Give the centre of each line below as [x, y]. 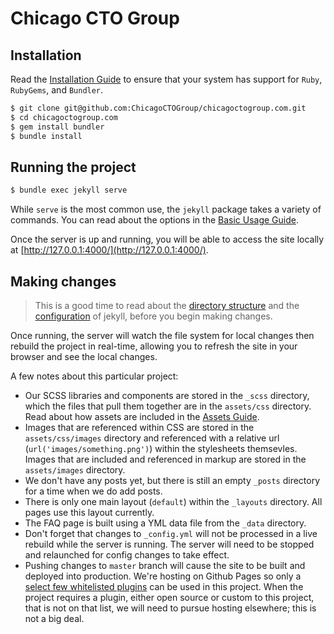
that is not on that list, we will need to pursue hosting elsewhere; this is [170, 608]
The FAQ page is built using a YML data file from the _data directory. [165, 523]
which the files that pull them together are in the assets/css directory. [168, 406]
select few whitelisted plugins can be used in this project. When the [164, 586]
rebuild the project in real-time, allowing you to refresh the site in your [154, 346]
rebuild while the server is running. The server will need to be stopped [169, 544]
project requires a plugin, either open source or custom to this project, [169, 597]
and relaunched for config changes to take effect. [127, 555]
